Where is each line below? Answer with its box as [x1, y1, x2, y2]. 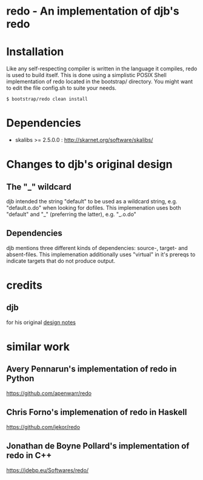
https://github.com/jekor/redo [6, 423, 81, 430]
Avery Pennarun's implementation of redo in [6, 364, 177, 374]
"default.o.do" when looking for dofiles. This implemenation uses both [6, 205, 181, 212]
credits [6, 279, 42, 292]
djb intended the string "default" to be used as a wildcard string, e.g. [6, 198, 178, 205]
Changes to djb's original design [6, 158, 173, 171]
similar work [6, 340, 70, 354]
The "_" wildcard [6, 181, 72, 192]
